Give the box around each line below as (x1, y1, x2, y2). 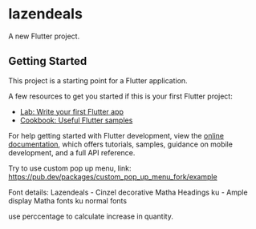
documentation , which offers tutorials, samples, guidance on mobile (8, 139, 233, 149)
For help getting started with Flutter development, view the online (8, 131, 225, 140)
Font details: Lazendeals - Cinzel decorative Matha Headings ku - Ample (8, 187, 248, 197)
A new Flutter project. (8, 31, 80, 41)
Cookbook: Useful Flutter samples (19, 115, 133, 125)
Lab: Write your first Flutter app (19, 106, 124, 116)
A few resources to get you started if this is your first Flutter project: (8, 91, 233, 101)
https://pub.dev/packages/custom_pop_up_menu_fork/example (8, 171, 218, 181)
